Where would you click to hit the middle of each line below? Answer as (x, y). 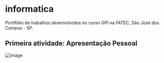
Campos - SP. (19, 28)
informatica (29, 9)
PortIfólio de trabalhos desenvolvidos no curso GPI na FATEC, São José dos (82, 23)
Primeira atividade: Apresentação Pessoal (71, 44)
